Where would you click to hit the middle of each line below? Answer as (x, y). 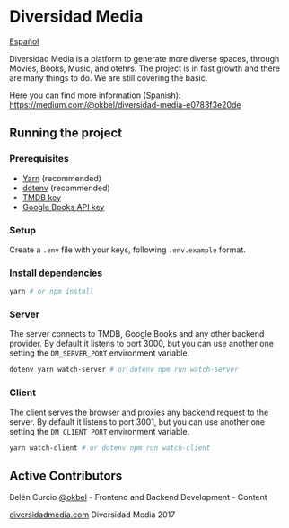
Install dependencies (56, 273)
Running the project (66, 133)
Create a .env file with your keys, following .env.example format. (128, 250)
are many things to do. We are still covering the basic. (109, 77)
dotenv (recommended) (66, 188)
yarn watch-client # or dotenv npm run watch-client (110, 448)
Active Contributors (66, 475)
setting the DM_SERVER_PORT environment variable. (100, 353)
